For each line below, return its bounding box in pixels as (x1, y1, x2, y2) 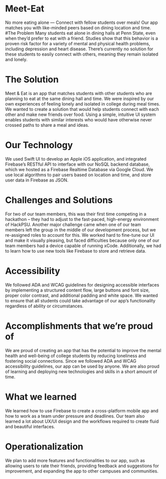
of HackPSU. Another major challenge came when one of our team (5, 221, 141, 227)
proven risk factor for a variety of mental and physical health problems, (5, 40, 150, 46)
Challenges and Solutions (5, 194, 113, 205)
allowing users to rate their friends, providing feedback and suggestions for (5, 463, 160, 469)
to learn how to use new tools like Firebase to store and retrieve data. (5, 248, 146, 254)
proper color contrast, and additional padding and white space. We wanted (5, 292, 158, 298)
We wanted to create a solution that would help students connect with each (5, 106, 160, 112)
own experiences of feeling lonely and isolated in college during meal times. (5, 100, 161, 107)
